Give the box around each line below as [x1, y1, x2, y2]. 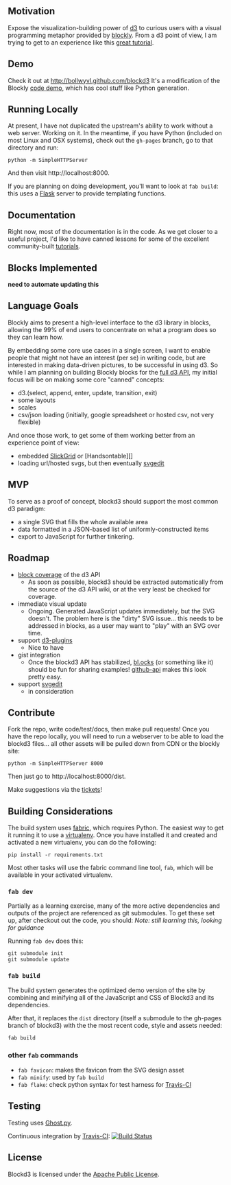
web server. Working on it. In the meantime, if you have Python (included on [8, 129, 222, 137]
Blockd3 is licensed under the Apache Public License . [8, 1170, 160, 1178]
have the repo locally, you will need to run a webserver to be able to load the [8, 732, 224, 740]
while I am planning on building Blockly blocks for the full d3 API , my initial [8, 368, 218, 376]
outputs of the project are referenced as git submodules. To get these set [8, 909, 215, 917]
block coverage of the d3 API [17, 570, 101, 578]
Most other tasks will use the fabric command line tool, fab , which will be [8, 864, 214, 872]
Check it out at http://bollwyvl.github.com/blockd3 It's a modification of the [8, 76, 220, 84]
